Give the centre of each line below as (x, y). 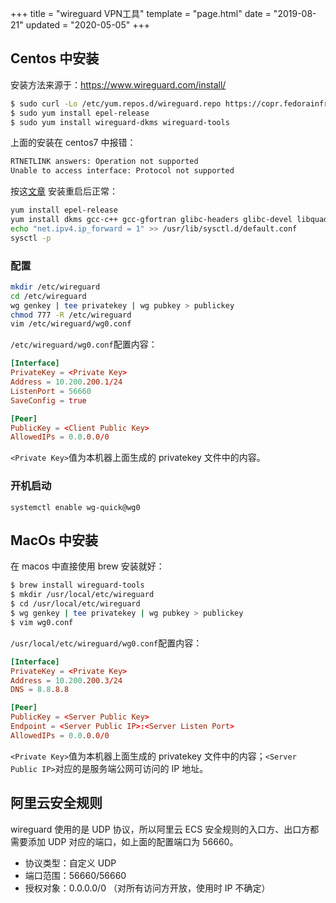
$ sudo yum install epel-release (80, 113)
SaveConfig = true (48, 400)
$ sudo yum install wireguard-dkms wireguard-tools (120, 122)
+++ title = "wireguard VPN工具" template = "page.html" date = (141, 13)
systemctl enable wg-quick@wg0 (75, 507)
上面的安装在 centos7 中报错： (73, 143)
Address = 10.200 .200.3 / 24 (66, 680)
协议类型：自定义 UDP (70, 863)
